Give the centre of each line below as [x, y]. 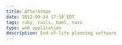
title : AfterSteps [28, 11]
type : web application [34, 28]
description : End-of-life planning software [61, 33]
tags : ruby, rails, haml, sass [44, 22]
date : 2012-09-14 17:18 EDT [40, 17]
